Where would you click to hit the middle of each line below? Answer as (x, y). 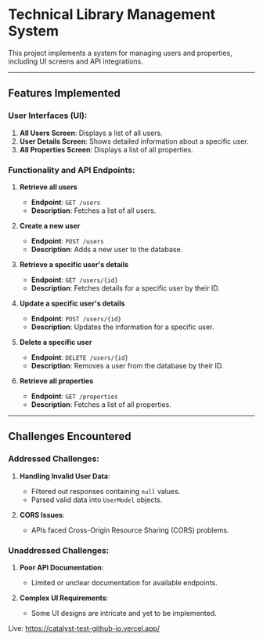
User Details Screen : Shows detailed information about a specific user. (134, 141)
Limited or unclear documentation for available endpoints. (124, 582)
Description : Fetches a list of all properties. (101, 404)
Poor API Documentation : (61, 567)
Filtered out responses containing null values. (106, 491)
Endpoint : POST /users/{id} (76, 318)
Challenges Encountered (70, 436)
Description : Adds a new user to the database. (107, 249)
